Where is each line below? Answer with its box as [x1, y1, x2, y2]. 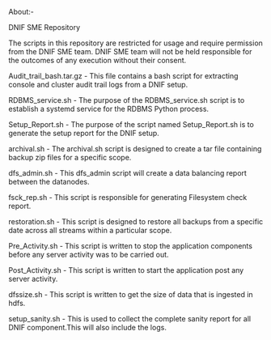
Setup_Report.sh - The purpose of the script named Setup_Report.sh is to [8, 120, 255, 129]
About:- [8, 7, 34, 16]
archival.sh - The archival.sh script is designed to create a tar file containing [8, 144, 262, 153]
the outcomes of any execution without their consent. [8, 56, 187, 65]
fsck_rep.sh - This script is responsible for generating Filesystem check [8, 193, 248, 202]
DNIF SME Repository [8, 23, 81, 32]
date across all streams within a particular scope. [8, 226, 172, 235]
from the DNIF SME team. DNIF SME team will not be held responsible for [8, 47, 252, 56]
